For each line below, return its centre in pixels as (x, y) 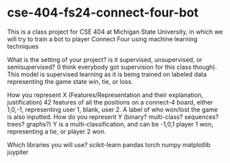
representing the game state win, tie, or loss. (70, 81)
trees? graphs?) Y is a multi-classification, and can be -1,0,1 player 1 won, (111, 124)
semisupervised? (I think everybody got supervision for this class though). (112, 67)
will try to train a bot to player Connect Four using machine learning (102, 39)
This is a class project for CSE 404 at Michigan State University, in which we (115, 32)
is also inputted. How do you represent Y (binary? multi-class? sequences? (113, 117)
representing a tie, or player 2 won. (57, 131)
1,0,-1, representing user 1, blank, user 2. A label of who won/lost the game (113, 109)
